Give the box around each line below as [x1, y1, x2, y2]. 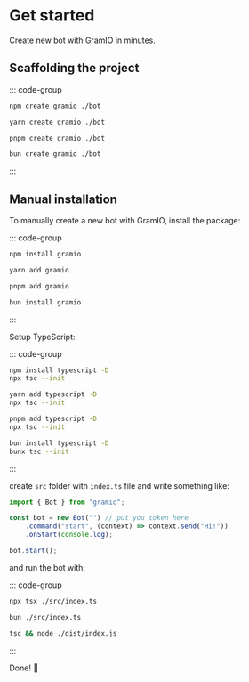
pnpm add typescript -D [9, 415, 98, 424]
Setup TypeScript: [9, 331, 76, 342]
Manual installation [9, 191, 118, 207]
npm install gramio [9, 250, 82, 259]
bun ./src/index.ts [9, 613, 82, 621]
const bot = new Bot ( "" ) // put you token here [9, 514, 189, 523]
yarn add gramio [9, 265, 69, 274]
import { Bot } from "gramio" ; [9, 498, 125, 507]
